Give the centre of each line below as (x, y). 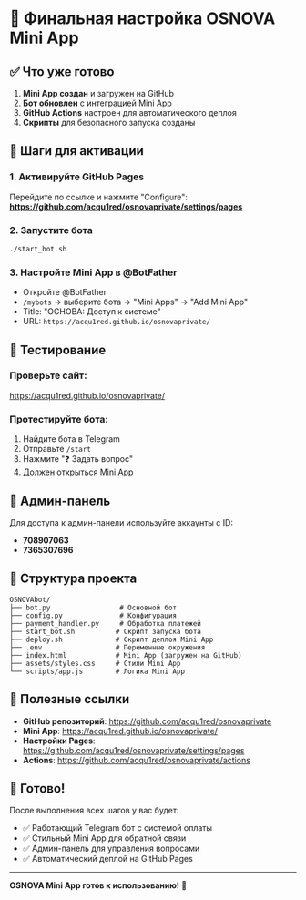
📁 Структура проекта (73, 579)
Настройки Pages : (59, 741)
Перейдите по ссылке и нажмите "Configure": (99, 197)
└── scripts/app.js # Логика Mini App (97, 671)
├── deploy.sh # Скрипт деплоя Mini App (112, 639)
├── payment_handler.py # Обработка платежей (106, 623)
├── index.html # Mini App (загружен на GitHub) (126, 655)
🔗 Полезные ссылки (70, 699)
